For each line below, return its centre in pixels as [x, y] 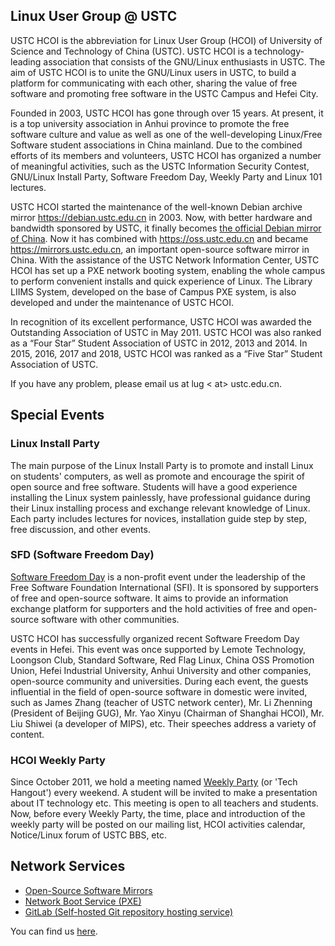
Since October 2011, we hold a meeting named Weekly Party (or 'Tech [154, 782]
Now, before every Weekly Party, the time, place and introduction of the [158, 814]
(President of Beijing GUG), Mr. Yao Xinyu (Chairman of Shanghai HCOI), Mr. [167, 713]
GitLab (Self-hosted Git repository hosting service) [129, 911]
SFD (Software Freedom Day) [82, 555]
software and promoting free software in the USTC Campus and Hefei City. [164, 93]
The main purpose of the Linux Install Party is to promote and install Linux [162, 465]
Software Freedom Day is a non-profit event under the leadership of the [158, 576]
